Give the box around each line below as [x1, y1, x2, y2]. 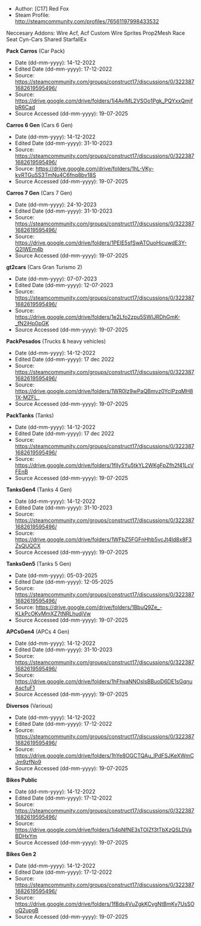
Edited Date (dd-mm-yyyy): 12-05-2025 [14, 578, 114, 585]
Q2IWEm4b [14, 246, 44, 252]
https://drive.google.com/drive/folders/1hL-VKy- [35, 165, 154, 172]
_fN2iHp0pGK [14, 320, 50, 327]
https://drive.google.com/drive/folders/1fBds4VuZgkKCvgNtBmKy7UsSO [14, 900, 195, 907]
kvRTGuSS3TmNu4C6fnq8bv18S [14, 171, 96, 179]
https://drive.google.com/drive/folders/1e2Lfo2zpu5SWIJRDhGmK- [14, 313, 181, 320]
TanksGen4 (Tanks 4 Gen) [6, 486, 72, 493]
